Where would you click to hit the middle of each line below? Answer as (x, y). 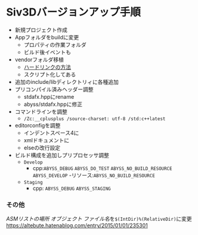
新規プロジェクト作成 (41, 30)
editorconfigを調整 (38, 125)
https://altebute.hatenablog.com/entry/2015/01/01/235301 (77, 225)
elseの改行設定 (42, 148)
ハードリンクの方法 (47, 67)
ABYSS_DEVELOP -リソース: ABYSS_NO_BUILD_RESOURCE (94, 175)
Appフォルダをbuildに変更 (47, 37)
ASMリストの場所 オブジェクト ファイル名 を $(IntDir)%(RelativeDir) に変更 (99, 219)
